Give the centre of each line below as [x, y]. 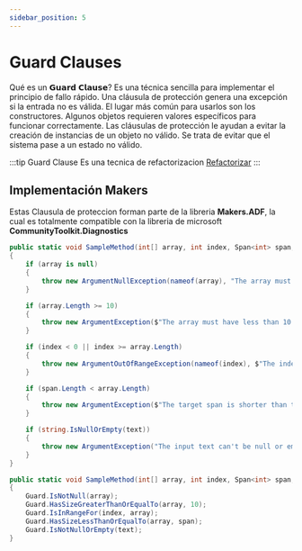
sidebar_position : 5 [48, 18]
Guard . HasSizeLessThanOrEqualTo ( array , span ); [114, 521]
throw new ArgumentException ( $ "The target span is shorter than [164, 405]
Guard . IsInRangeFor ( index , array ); [92, 513]
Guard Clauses [66, 62]
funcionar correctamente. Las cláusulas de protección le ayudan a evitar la [147, 125]
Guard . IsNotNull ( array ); [72, 496]
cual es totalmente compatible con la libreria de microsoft [115, 221]
